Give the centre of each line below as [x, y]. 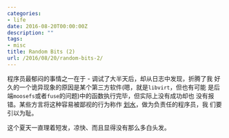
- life [17, 20]
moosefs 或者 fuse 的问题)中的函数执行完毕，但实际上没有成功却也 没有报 [114, 95]
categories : [24, 13]
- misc [17, 45]
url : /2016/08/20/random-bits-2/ [55, 58]
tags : [15, 39]
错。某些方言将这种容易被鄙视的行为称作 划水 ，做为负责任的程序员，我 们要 [114, 104]
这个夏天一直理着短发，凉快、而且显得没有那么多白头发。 [89, 127]
